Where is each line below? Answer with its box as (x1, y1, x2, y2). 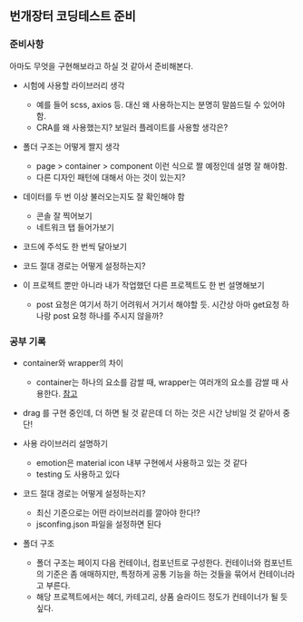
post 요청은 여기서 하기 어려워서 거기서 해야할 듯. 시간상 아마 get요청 (35, 299, 280, 310)
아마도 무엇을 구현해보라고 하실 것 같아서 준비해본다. (9, 60, 193, 71)
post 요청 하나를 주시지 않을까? (53, 310, 163, 321)
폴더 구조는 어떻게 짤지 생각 (22, 141, 121, 152)
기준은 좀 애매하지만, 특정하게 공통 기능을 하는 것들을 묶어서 (45, 568, 257, 579)
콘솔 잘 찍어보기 (35, 210, 93, 221)
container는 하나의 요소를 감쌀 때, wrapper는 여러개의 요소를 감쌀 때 (35, 376, 279, 388)
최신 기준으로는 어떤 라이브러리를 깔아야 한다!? (35, 507, 201, 518)
